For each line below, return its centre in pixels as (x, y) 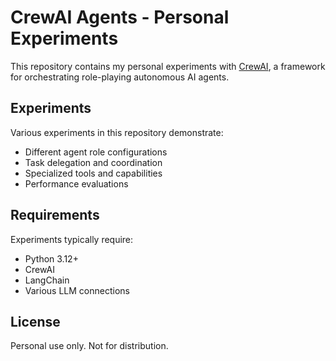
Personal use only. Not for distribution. (89, 346)
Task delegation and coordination (93, 162)
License (35, 321)
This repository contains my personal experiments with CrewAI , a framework (168, 66)
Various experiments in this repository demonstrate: (117, 132)
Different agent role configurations (96, 152)
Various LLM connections (77, 290)
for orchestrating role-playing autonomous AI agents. (120, 77)
